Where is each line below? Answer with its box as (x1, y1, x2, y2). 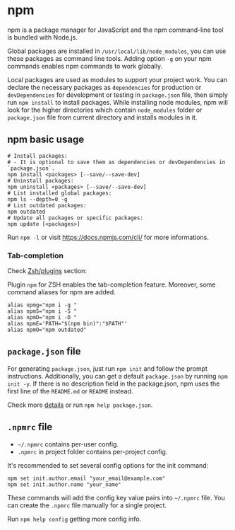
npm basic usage (7, 134, 85, 146)
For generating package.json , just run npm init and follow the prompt (7, 364, 208, 373)
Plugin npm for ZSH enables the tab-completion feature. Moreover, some (7, 280, 216, 289)
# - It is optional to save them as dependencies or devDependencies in (7, 159, 226, 166)
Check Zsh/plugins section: (7, 267, 87, 275)
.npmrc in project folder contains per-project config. (17, 447, 168, 456)
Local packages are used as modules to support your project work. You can (7, 75, 228, 83)
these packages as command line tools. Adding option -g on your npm (7, 54, 212, 62)
